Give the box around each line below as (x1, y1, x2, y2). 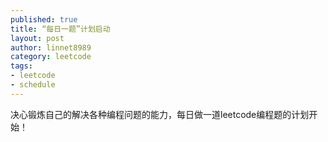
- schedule (10, 80, 56, 90)
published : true (10, 14, 78, 25)
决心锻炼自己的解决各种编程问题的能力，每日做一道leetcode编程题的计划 (10, 108, 310, 120)
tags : (10, 61, 33, 71)
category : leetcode (10, 52, 92, 62)
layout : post (10, 33, 65, 43)
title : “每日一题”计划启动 (10, 24, 111, 34)
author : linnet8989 (10, 42, 92, 53)
